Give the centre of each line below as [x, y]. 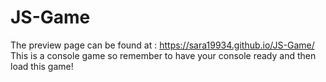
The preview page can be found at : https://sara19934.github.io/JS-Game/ [162, 45]
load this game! [42, 66]
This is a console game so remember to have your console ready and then [163, 55]
